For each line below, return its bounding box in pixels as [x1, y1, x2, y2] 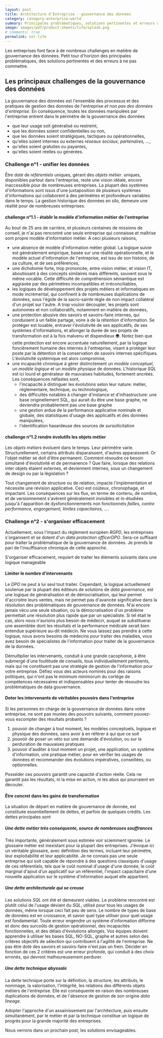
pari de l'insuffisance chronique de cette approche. [5, 545, 108, 550]
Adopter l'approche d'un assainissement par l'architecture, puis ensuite [5, 1008, 148, 1014]
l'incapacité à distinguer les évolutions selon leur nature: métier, [19, 381, 147, 387]
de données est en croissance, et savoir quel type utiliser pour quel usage [5, 913, 153, 919]
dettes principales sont [5, 814, 51, 820]
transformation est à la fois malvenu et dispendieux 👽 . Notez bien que [12, 333, 153, 339]
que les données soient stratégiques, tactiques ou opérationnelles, [12, 133, 146, 139]
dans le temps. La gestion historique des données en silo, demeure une [5, 198, 148, 204]
